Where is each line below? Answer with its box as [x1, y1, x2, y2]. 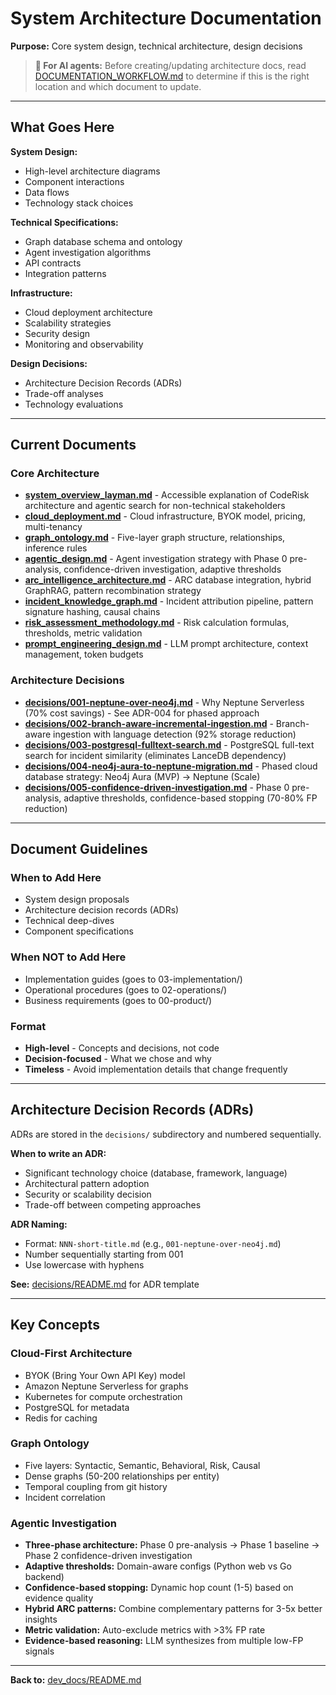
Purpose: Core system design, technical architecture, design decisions [10, 40, 303, 52]
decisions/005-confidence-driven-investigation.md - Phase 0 [24, 781, 290, 793]
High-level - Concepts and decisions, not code [24, 1042, 220, 1054]
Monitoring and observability [24, 338, 144, 350]
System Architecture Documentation [10, 7, 322, 30]
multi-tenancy [24, 521, 83, 533]
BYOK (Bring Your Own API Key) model [24, 1369, 186, 1381]
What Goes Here [10, 119, 115, 136]
